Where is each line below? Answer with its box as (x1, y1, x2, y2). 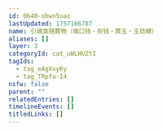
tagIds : (8, 58, 35, 66)
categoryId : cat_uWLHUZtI (8, 50, 96, 58)
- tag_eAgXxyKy (15, 65, 68, 73)
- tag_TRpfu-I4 (15, 72, 68, 81)
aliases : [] (8, 34, 49, 43)
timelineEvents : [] (8, 103, 75, 111)
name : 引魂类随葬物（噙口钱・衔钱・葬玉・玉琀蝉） (8, 27, 158, 35)
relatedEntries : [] (8, 95, 75, 103)
